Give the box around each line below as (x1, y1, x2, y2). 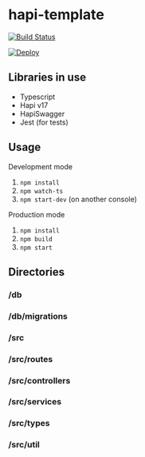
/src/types (8, 418, 50, 429)
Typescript (19, 92, 56, 101)
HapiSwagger (19, 109, 65, 118)
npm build (19, 235, 53, 243)
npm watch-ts (19, 187, 64, 195)
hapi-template (8, 6, 105, 24)
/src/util (8, 439, 40, 451)
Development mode (8, 161, 73, 171)
